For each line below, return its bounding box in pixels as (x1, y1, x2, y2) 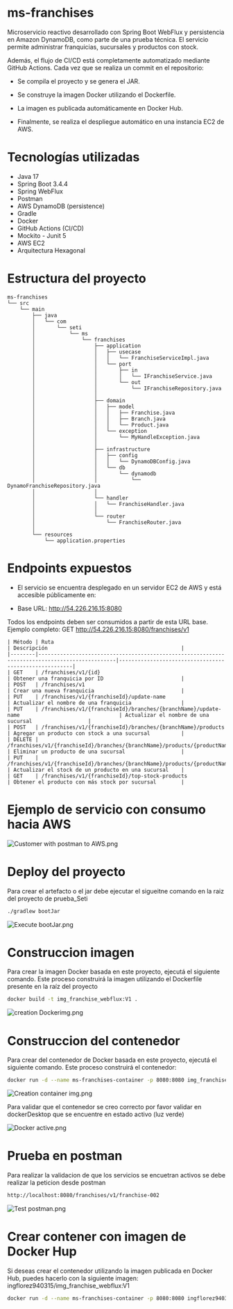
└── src (7, 299, 30, 307)
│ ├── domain (32, 397, 126, 404)
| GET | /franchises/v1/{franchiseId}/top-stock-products (7, 772, 188, 779)
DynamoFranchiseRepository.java (7, 482, 101, 489)
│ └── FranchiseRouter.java (32, 518, 182, 526)
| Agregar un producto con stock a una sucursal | (7, 729, 185, 737)
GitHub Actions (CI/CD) (17, 224, 85, 232)
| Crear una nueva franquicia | (7, 687, 185, 694)
